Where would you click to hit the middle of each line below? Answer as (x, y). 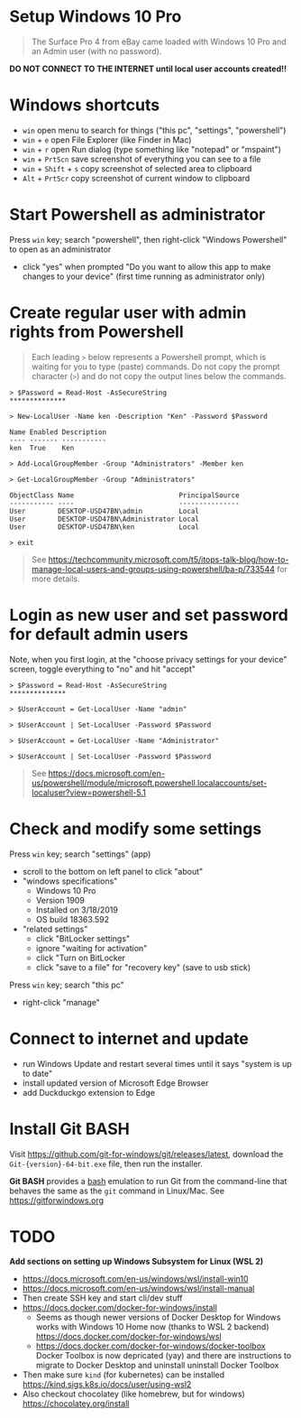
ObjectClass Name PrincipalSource (125, 495)
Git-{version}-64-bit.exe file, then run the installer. (106, 1163)
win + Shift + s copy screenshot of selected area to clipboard (137, 168)
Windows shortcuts (85, 105)
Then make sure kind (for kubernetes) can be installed (123, 1375)
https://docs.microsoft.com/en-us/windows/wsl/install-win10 (136, 1279)
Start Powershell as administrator (137, 215)
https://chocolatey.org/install (76, 1404)
